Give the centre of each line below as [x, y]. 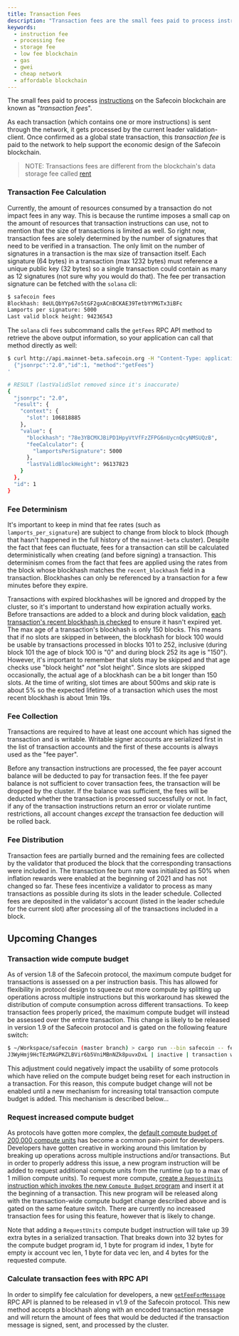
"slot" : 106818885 [53, 418]
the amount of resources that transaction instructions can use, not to [108, 223]
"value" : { [36, 431]
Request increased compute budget [70, 1117]
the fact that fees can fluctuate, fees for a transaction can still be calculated [118, 547]
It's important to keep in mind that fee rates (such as [84, 525]
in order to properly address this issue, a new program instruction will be [114, 1163]
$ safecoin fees [31, 297]
